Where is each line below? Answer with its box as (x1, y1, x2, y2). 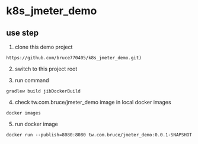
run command (14, 77, 49, 84)
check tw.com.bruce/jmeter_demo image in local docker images (14, 99, 171, 105)
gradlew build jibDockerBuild (6, 88, 81, 94)
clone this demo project (14, 43, 73, 50)
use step (6, 28, 39, 38)
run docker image (14, 120, 58, 127)
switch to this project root (14, 65, 78, 72)
